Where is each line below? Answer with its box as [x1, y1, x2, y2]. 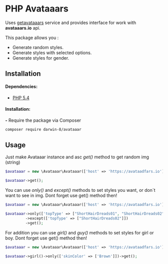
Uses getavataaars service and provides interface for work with [5, 20, 136, 26]
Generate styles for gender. [12, 55, 69, 61]
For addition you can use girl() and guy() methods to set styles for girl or [5, 229, 154, 235]
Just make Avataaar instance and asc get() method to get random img [5, 154, 149, 160]
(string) [5, 159, 20, 165]
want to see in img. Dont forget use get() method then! [5, 192, 117, 198]
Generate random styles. [12, 44, 64, 50]
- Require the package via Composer [5, 117, 81, 123]
